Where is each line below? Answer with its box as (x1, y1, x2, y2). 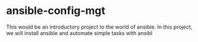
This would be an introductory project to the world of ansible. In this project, (6, 23, 193, 30)
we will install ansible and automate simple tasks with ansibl (6, 29, 153, 36)
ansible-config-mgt (6, 4, 106, 17)
